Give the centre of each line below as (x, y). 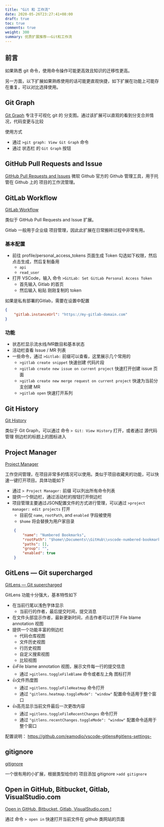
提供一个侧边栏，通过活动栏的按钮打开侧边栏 (57, 497)
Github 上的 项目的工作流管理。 (46, 182)
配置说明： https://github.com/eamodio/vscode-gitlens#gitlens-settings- (78, 736)
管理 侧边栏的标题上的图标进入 (36, 437)
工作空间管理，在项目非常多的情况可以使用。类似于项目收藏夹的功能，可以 (80, 474)
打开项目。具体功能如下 (41, 480)
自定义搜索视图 (34, 654)
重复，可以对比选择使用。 (35, 87)
